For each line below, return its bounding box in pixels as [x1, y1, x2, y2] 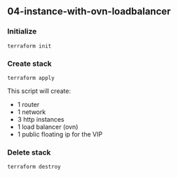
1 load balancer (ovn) [17, 122, 78, 131]
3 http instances [17, 115, 64, 123]
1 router [17, 100, 40, 108]
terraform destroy [7, 164, 61, 171]
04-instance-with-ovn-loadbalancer [7, 6, 171, 17]
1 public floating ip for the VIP [17, 129, 103, 139]
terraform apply [7, 74, 55, 81]
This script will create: [7, 87, 71, 95]
